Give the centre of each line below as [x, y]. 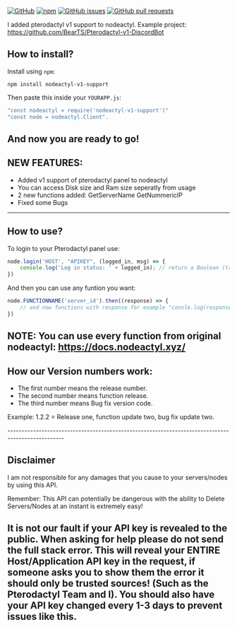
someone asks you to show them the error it [106, 573]
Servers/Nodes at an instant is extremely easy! [75, 506]
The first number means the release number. [82, 388]
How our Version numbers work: [80, 371]
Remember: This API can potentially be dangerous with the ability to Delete [116, 498]
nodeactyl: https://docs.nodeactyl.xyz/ [96, 347]
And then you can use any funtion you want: [72, 288]
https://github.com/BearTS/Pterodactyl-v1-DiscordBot [86, 32]
